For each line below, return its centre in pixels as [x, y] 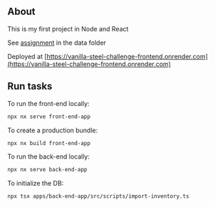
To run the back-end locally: [49, 156]
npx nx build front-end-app [49, 143]
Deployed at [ [27, 56]
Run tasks [30, 86]
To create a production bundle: [53, 130]
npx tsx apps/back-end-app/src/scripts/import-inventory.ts [99, 196]
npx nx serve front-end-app [49, 117]
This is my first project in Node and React [68, 28]
